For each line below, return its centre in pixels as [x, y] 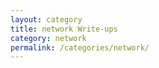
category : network [48, 38]
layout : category [46, 19]
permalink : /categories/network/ [80, 47]
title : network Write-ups [64, 29]
